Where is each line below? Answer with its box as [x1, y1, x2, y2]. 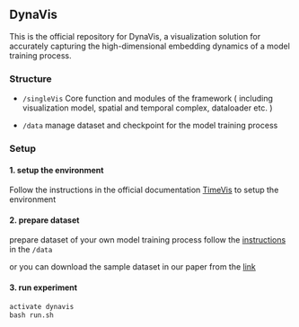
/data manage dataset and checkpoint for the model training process [22, 120, 278, 131]
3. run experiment [9, 282, 78, 293]
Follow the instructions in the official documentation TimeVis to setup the [9, 184, 279, 196]
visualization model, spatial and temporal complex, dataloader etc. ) [22, 102, 273, 113]
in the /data [9, 244, 53, 255]
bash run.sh [9, 310, 54, 320]
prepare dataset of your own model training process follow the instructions [9, 234, 286, 245]
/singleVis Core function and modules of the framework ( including [22, 93, 274, 104]
